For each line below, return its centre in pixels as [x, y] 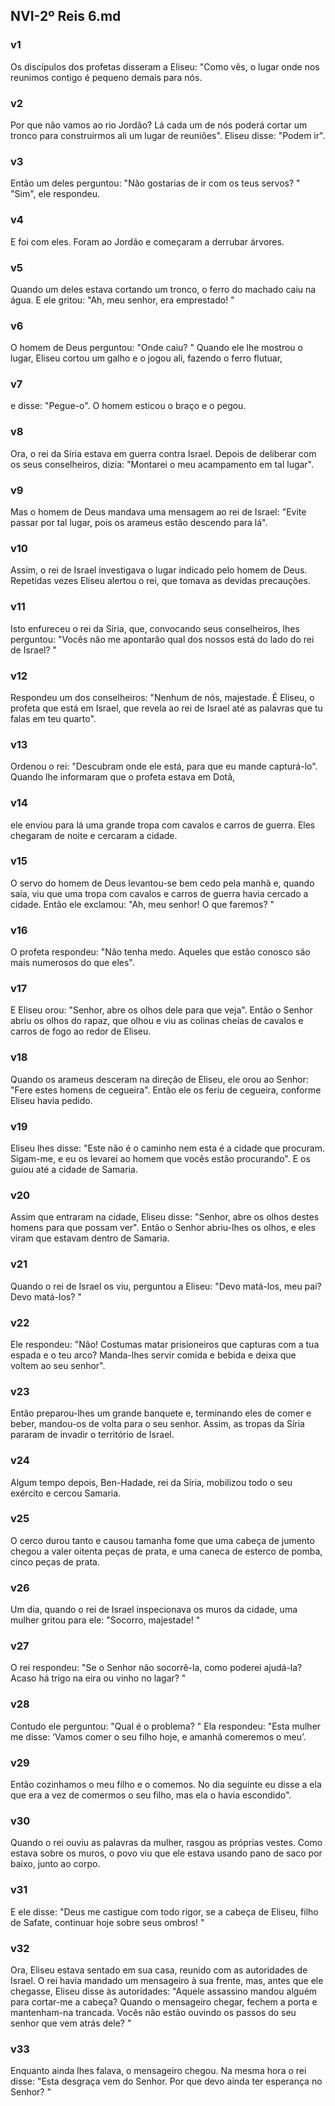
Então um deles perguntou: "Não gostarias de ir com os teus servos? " [155, 183]
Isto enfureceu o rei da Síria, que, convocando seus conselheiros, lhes [155, 628]
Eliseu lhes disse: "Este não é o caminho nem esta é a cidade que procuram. [167, 1148]
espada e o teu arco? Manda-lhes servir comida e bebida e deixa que [153, 1355]
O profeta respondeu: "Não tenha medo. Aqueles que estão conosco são [160, 952]
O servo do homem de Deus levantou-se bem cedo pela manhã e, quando [162, 883]
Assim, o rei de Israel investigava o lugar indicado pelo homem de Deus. [159, 570]
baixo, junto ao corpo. [55, 1864]
